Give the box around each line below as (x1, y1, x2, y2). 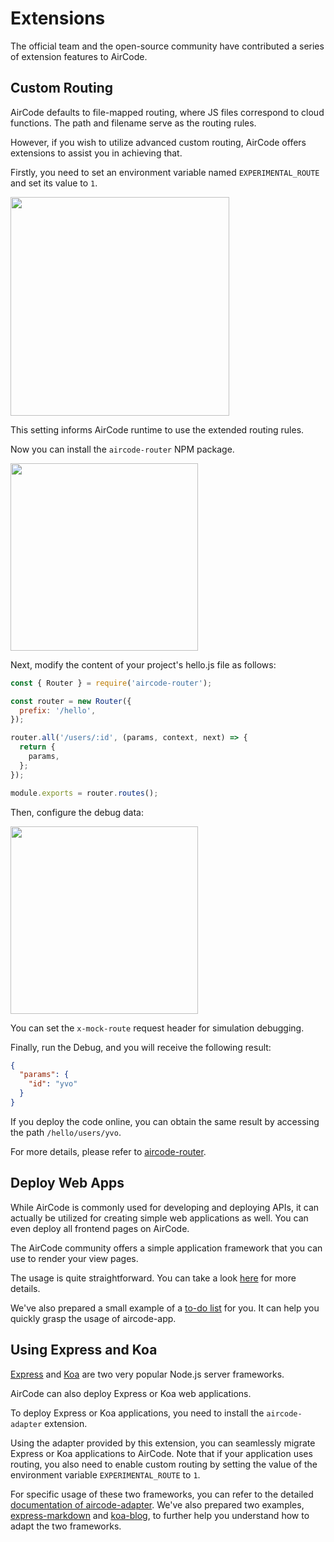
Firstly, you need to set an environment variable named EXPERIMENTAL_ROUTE (10, 166, 320, 178)
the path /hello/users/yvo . (10, 1126, 122, 1138)
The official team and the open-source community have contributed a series (10, 40, 325, 52)
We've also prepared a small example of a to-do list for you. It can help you (10, 1302, 320, 1314)
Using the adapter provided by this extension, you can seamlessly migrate (10, 1437, 316, 1449)
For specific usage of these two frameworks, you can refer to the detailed (10, 1488, 314, 1500)
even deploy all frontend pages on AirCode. (10, 1222, 190, 1234)
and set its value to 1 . (10, 177, 98, 189)
